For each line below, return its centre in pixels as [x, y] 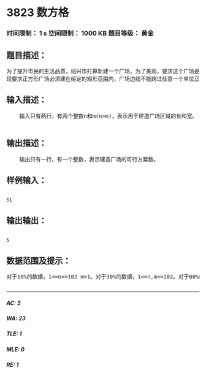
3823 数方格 [38, 13]
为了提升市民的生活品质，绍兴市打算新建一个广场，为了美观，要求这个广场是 [103, 71]
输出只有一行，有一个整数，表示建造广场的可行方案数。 [89, 159]
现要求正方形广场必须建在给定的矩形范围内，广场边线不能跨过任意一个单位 [100, 79]
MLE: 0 [15, 349]
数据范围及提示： [39, 260]
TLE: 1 [14, 334]
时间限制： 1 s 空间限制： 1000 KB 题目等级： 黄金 [80, 33]
